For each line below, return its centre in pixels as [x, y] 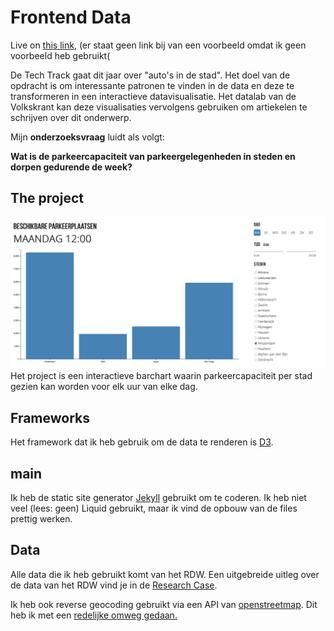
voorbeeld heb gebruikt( [60, 55]
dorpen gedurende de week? [71, 167]
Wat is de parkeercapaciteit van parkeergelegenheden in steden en [153, 156]
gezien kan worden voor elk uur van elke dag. [104, 387]
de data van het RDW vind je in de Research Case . [114, 585]
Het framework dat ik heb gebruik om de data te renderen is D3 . [142, 442]
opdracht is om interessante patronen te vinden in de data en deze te [152, 85]
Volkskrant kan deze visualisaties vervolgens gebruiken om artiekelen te [159, 107]
